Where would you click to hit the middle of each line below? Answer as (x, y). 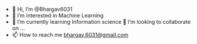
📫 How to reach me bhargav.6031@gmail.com (70, 35)
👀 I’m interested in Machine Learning (58, 15)
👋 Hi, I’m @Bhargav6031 (42, 9)
